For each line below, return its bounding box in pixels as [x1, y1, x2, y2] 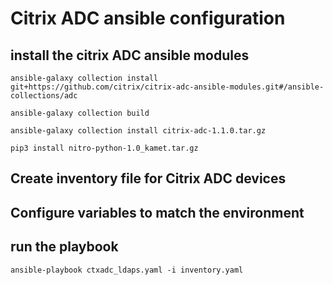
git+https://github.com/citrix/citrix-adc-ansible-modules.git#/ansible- [10, 82, 325, 92]
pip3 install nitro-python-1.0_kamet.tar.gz [10, 143, 199, 153]
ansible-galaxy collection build [10, 108, 150, 118]
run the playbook [10, 238, 119, 256]
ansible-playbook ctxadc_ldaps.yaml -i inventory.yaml [10, 265, 244, 275]
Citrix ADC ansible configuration [10, 7, 286, 30]
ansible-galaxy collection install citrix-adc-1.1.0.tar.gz [10, 126, 267, 136]
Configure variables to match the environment [10, 204, 305, 221]
